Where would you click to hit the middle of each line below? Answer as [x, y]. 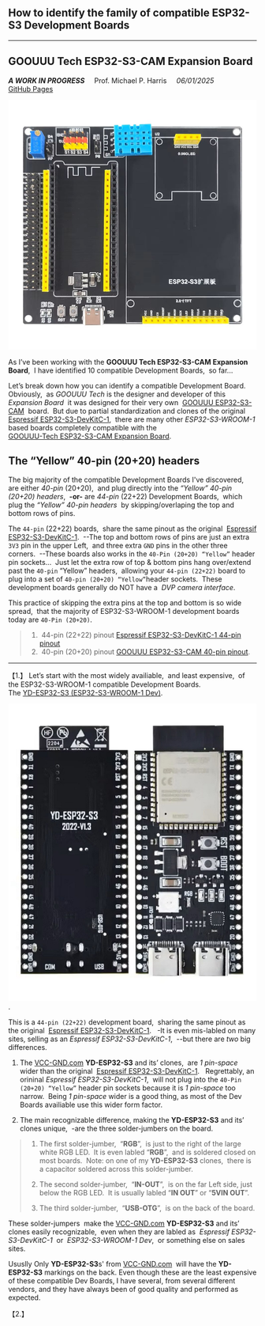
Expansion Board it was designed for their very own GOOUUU [111, 402]
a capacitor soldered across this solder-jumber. [116, 1169]
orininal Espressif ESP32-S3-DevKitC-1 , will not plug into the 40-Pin [131, 1079]
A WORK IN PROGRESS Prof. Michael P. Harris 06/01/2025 [111, 80]
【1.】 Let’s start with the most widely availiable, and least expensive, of [127, 676]
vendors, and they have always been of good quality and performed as [123, 1289]
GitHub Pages [31, 89]
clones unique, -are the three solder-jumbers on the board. [116, 1128]
